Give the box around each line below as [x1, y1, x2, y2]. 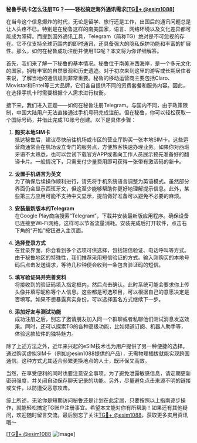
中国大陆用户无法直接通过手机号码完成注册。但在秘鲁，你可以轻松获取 [16, 109, 186, 116]
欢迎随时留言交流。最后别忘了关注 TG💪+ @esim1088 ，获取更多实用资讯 [16, 411, 188, 418]
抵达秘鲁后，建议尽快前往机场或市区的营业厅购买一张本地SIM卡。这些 [14, 136, 184, 143]
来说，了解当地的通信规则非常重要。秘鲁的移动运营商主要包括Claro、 [6, 74, 173, 81]
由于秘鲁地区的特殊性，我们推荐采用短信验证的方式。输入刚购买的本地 [14, 254, 185, 261]
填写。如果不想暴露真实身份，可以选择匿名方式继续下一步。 [19, 296, 164, 302]
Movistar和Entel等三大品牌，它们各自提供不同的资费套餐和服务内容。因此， [6, 82, 188, 88]
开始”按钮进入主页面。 [32, 227, 87, 234]
